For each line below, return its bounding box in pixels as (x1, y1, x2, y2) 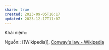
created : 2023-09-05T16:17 (4, 12, 60, 17)
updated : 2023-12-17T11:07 (4, 16, 60, 21)
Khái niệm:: (4, 30, 28, 36)
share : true (4, 7, 29, 12)
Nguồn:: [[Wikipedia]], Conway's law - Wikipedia (4, 39, 105, 45)
